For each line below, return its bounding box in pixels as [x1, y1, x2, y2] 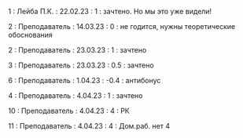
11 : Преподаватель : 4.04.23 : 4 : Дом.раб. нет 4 [8, 122, 171, 130]
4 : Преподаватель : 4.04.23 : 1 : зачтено [8, 91, 143, 100]
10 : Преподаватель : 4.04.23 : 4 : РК [8, 106, 130, 115]
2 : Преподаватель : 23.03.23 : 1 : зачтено [8, 45, 147, 54]
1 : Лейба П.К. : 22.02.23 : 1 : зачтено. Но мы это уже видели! [8, 7, 212, 16]
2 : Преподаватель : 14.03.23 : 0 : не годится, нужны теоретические [8, 22, 236, 31]
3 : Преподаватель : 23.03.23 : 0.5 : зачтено [8, 60, 155, 70]
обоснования [8, 31, 53, 39]
